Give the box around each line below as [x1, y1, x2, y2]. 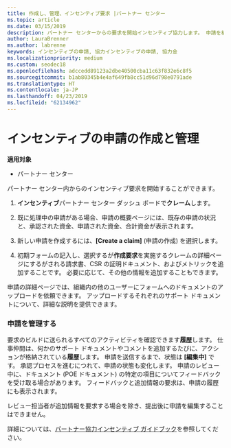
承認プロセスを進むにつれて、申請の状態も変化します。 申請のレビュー [20, 362, 220, 370]
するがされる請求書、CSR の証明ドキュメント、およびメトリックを [29, 259, 218, 268]
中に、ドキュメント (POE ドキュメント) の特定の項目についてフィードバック [7, 370, 221, 378]
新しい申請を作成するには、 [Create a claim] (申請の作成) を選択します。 [16, 236, 222, 244]
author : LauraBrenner [7, 36, 69, 43]
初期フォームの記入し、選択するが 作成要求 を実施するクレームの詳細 [16, 251, 210, 259]
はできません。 [7, 410, 49, 418]
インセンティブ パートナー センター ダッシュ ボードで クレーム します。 [16, 198, 214, 207]
